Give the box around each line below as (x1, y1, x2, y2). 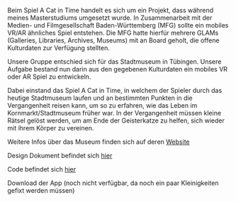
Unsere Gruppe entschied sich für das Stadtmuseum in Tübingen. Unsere (7, 57, 222, 66)
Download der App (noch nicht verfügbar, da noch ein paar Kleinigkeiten (7, 179, 219, 187)
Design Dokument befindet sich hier (7, 152, 113, 159)
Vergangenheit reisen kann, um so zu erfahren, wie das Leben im (7, 101, 198, 109)
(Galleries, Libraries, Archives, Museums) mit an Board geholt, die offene (7, 36, 220, 45)
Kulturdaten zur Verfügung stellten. (7, 44, 110, 52)
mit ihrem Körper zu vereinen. (7, 124, 94, 132)
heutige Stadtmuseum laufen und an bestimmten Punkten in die (7, 94, 193, 102)
